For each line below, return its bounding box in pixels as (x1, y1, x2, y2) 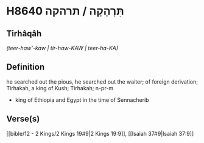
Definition (6, 62, 44, 72)
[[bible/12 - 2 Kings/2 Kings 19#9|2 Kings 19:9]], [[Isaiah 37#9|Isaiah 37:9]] (6, 130, 194, 137)
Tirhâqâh (6, 28, 42, 39)
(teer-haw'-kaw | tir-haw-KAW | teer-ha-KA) (6, 44, 119, 52)
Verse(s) (6, 114, 40, 124)
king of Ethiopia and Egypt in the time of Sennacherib (15, 96, 149, 104)
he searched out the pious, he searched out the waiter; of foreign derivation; (6, 78, 198, 85)
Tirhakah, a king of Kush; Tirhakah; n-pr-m (6, 84, 114, 91)
